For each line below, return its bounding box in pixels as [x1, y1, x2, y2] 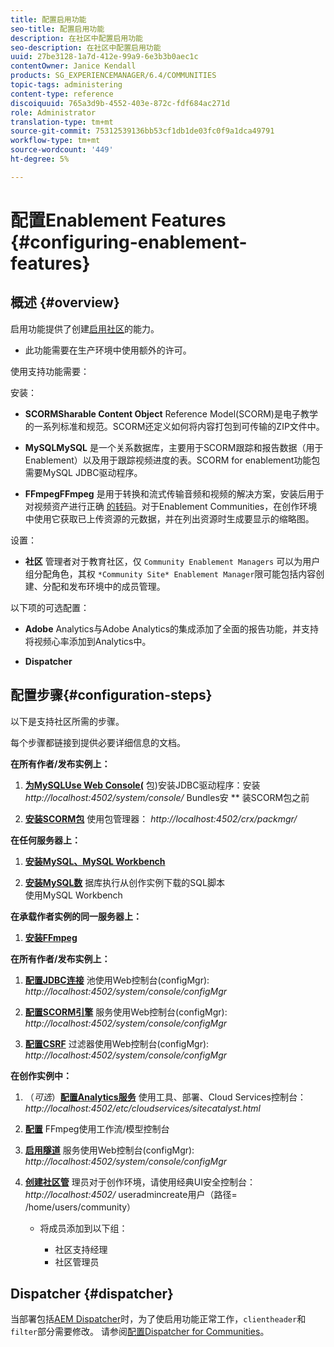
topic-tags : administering [10, 80, 123, 90]
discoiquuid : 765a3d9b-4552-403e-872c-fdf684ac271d [10, 98, 230, 108]
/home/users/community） [24, 1201, 137, 1213]
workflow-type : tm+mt [10, 136, 101, 146]
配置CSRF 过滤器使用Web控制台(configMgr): [24, 1037, 210, 1050]
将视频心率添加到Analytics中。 [24, 635, 152, 647]
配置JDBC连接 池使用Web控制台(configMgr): [24, 974, 210, 986]
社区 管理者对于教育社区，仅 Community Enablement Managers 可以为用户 [24, 555, 321, 567]
